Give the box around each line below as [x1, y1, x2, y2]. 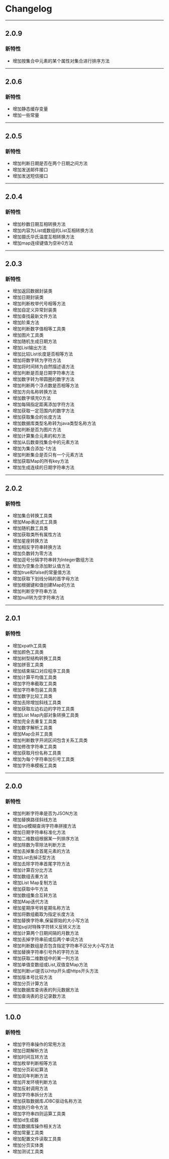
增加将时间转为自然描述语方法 [12, 363, 74, 370]
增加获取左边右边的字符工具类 [12, 705, 74, 711]
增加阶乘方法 [12, 320, 39, 326]
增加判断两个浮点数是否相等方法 [12, 383, 79, 389]
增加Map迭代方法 [12, 898, 49, 905]
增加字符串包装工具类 [12, 687, 57, 693]
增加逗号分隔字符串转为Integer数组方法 [12, 557, 94, 563]
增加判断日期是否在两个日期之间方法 [12, 160, 88, 166]
